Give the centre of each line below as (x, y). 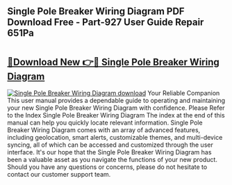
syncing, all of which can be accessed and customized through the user (110, 145)
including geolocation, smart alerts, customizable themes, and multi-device (115, 137)
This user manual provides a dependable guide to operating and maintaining (116, 100)
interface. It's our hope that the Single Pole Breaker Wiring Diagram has (109, 152)
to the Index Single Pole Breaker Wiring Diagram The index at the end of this (116, 115)
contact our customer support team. (59, 174)
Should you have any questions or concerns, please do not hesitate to (107, 167)
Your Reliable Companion (184, 93)
